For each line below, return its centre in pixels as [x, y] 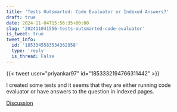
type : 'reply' [29, 51]
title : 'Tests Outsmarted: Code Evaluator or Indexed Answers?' [88, 12]
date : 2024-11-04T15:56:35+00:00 [48, 23]
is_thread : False [33, 56]
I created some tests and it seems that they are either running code [88, 85]
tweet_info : [21, 40]
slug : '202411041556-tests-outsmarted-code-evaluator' [76, 28]
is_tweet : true [25, 34]
